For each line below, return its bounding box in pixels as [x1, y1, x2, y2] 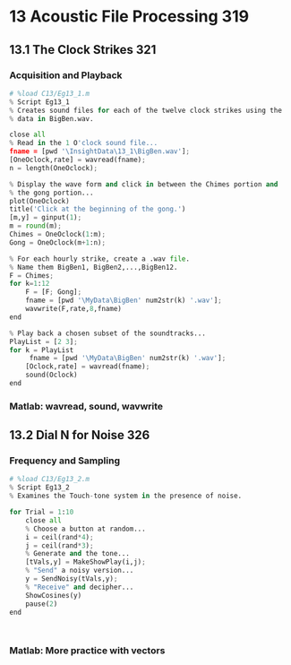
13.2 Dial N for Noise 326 [9, 427, 150, 443]
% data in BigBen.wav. [9, 114, 94, 123]
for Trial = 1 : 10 [9, 508, 74, 517]
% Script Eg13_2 [9, 483, 70, 492]
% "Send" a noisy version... [25, 566, 134, 575]
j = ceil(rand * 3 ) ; [25, 540, 94, 550]
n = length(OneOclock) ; [9, 163, 98, 172]
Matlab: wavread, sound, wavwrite [9, 400, 164, 412]
